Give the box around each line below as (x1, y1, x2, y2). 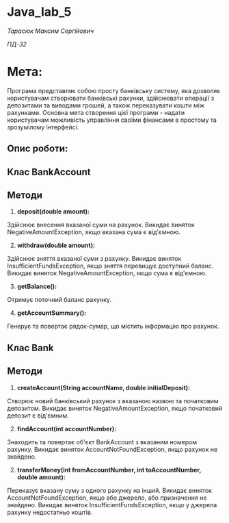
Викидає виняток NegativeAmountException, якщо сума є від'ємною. (7, 269, 207, 277)
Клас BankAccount (7, 166, 91, 178)
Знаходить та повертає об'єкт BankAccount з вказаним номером (7, 437, 198, 446)
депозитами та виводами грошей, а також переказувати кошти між (7, 101, 205, 110)
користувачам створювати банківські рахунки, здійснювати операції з (7, 94, 215, 102)
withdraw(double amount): (16, 241, 96, 250)
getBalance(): (16, 282, 57, 291)
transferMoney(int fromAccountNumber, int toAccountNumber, (16, 465, 202, 474)
